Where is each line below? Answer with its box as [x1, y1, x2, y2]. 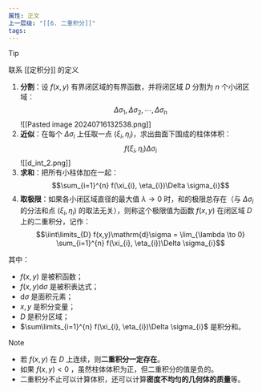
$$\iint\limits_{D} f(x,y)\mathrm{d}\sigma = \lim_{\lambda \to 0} [35, 230, 246, 240]
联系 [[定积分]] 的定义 [8, 65, 79, 75]
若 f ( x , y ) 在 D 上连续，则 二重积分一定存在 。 [19, 354, 164, 365]
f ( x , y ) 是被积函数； [19, 272, 84, 281]
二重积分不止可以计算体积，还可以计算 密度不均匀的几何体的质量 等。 [19, 374, 245, 385]
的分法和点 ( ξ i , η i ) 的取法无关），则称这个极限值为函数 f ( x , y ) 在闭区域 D [19, 205, 252, 217]
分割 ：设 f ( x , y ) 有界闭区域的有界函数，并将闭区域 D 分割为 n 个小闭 [19, 82, 243, 92]
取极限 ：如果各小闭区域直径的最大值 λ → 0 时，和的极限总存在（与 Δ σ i [19, 194, 254, 205]
